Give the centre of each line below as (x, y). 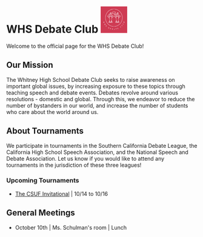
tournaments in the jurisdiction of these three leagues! (74, 165)
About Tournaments (45, 131)
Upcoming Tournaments (43, 181)
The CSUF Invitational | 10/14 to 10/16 (62, 193)
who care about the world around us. (52, 112)
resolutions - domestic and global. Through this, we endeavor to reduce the (101, 99)
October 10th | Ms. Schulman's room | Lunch (71, 227)
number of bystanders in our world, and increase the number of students (97, 105)
